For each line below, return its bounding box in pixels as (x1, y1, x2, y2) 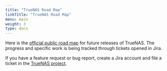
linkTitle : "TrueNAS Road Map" (5, 12, 72, 17)
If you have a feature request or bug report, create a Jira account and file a (5, 55, 162, 61)
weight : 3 (5, 21, 26, 27)
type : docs (5, 26, 28, 31)
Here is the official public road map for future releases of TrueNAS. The (5, 40, 155, 46)
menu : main (5, 17, 28, 22)
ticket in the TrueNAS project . (5, 60, 67, 66)
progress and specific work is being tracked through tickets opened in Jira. (5, 45, 162, 51)
